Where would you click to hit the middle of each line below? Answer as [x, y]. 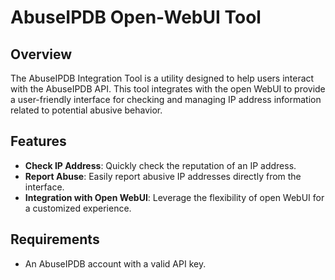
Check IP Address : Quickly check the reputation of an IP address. [160, 165]
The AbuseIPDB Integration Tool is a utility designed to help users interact [162, 78]
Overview [41, 54]
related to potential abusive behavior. [86, 110]
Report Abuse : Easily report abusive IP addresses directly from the [163, 176]
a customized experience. [78, 208]
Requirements [55, 239]
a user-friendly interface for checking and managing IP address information [166, 99]
